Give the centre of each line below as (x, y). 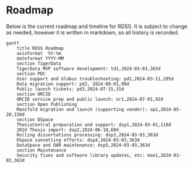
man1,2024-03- (164, 155)
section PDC (31, 73)
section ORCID (34, 94)
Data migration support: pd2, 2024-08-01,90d (73, 84)
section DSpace (35, 119)
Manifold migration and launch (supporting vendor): (82, 109)
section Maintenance (42, 150)
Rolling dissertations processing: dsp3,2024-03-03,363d (87, 135)
